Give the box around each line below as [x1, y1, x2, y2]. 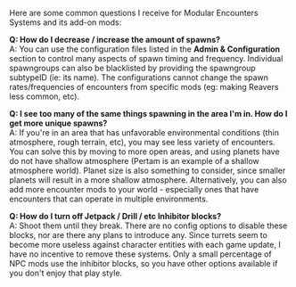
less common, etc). [9, 91, 80, 102]
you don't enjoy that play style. [9, 267, 123, 278]
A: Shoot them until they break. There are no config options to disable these [9, 220, 288, 231]
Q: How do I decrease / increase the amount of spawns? [9, 35, 221, 45]
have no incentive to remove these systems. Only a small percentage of [9, 249, 272, 259]
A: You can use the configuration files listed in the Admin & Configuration [9, 44, 281, 54]
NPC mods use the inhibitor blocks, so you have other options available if [9, 258, 278, 268]
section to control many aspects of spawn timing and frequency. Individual [9, 53, 284, 63]
